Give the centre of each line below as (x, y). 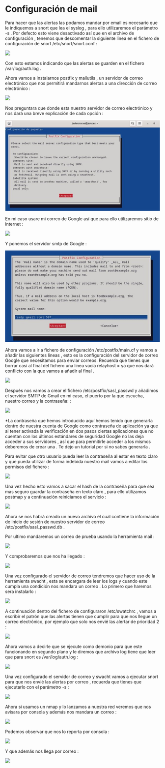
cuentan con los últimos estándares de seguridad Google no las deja (74, 436)
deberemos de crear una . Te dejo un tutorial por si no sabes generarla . (78, 446)
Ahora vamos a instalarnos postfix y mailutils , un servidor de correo (74, 78)
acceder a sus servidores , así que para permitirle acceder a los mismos (78, 442)
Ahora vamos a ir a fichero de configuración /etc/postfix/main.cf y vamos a (81, 350)
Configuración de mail (51, 9)
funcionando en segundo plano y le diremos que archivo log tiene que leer (80, 651)
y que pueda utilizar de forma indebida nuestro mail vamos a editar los (76, 461)
